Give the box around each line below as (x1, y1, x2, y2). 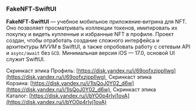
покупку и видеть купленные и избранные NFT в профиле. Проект (6, 31, 174, 38)
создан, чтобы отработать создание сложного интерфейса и (6, 37, 160, 44)
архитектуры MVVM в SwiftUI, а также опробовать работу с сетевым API (6, 43, 191, 50)
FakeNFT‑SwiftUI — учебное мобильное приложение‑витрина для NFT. (6, 18, 187, 25)
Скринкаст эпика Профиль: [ (6, 67, 79, 74)
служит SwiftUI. (6, 56, 45, 63)
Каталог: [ (6, 92, 31, 99)
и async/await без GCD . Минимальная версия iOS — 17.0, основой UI (6, 50, 175, 57)
